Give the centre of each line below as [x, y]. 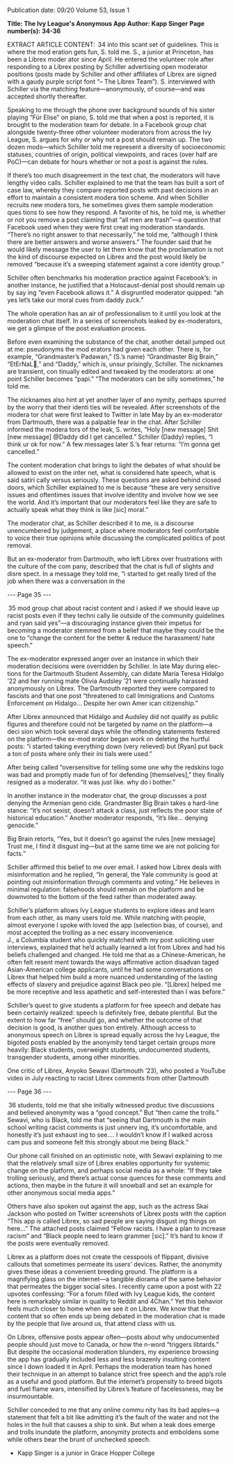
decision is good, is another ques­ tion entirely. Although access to [102, 1027]
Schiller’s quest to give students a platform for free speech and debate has [114, 1005]
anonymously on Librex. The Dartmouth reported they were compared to [111, 688]
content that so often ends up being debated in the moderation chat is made [116, 1316]
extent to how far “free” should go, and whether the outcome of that [105, 1020]
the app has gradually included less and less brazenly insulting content [109, 1359]
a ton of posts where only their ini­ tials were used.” [80, 754]
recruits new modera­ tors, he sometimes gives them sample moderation [110, 205]
